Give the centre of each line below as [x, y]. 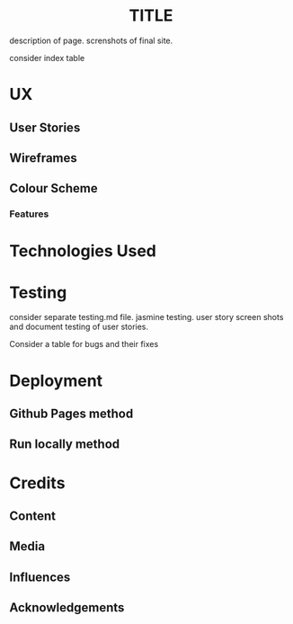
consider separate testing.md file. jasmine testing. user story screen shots [146, 317]
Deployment [56, 381]
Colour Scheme [53, 188]
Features [29, 214]
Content [33, 516]
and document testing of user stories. [79, 327]
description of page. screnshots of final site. [91, 40]
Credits [37, 483]
